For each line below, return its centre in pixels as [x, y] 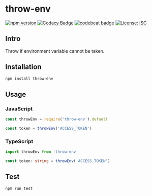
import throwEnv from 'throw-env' [42, 152]
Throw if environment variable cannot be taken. [55, 51]
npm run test [19, 188]
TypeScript [19, 141]
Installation [23, 67]
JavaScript [19, 108]
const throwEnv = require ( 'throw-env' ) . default [57, 120]
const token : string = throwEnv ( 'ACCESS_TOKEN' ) [58, 161]
